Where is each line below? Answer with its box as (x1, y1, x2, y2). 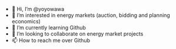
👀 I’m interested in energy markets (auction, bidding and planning (11, 12, 171, 19)
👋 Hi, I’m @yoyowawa (11, 6, 65, 12)
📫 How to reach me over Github (11, 37, 90, 44)
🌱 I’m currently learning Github (11, 24, 87, 31)
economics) (11, 18, 41, 24)
